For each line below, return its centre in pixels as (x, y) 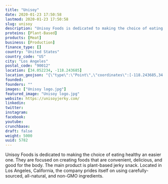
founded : (14, 80)
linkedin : (16, 103)
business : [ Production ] (30, 43)
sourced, (14, 176)
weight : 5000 (19, 136)
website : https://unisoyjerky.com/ (43, 98)
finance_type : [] (23, 47)
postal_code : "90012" (28, 66)
